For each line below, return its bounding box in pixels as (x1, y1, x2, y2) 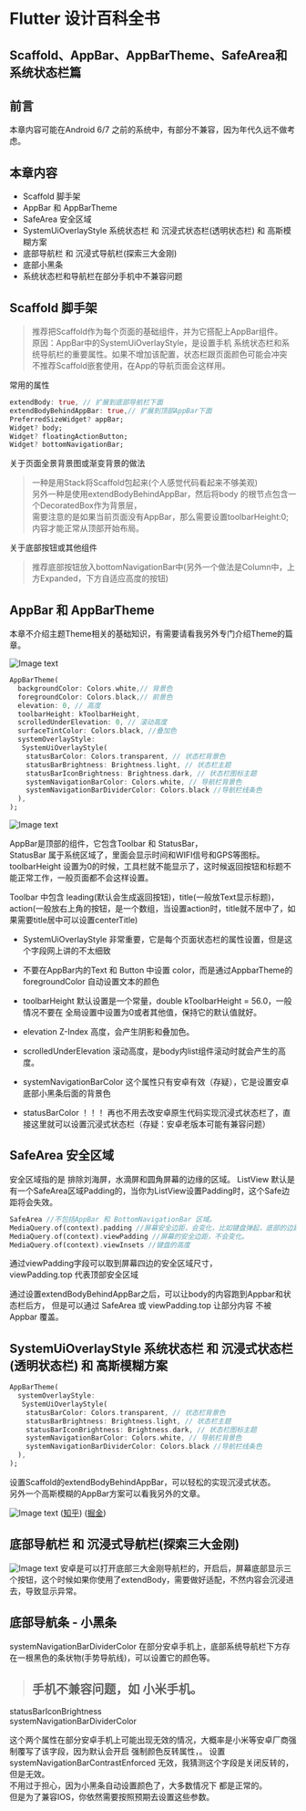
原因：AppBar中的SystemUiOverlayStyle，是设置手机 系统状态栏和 (31, 338, 282, 349)
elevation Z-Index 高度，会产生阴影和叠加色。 (22, 1026, 195, 1037)
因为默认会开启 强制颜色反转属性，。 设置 (72, 1746, 226, 1757)
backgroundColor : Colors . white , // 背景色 (17, 683, 173, 693)
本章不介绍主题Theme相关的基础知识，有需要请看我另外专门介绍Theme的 (9, 629, 285, 640)
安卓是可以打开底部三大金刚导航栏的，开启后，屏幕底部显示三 (60, 1562, 292, 1574)
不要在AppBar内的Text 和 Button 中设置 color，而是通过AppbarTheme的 (22, 964, 293, 976)
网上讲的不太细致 (46, 945, 111, 956)
